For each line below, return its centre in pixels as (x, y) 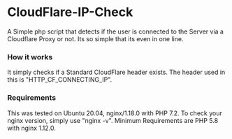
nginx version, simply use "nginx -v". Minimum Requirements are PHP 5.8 (113, 120)
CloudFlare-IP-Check (70, 12)
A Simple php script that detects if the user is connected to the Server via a (115, 31)
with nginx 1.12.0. (31, 128)
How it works (30, 57)
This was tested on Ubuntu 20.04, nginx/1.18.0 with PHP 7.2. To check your (115, 113)
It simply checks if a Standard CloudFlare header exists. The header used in (116, 72)
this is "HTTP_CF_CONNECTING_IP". (60, 80)
